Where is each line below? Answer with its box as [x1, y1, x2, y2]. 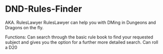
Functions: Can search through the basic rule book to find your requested [5, 34, 153, 40]
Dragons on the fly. [5, 24, 44, 30]
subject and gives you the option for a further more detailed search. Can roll [5, 39, 158, 45]
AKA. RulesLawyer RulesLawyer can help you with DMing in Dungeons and [5, 19, 156, 25]
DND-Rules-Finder [5, 3, 82, 15]
